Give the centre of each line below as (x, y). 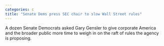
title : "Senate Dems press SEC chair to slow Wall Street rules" (73, 14)
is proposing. (18, 38)
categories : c (20, 9)
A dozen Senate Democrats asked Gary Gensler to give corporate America (81, 28)
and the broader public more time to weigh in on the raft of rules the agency (82, 33)
